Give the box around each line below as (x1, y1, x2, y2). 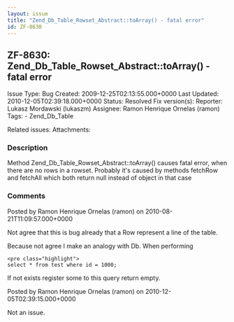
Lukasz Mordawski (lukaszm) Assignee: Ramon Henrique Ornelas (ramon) (7, 104, 220, 113)
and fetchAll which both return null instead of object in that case (7, 174, 192, 182)
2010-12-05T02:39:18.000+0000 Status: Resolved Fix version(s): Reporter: (7, 97, 224, 106)
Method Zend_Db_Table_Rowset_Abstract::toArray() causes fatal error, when (7, 159, 228, 167)
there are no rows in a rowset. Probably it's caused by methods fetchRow (7, 166, 219, 175)
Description (7, 143, 48, 153)
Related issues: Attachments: (7, 125, 91, 134)
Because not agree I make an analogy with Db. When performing (7, 241, 193, 250)
